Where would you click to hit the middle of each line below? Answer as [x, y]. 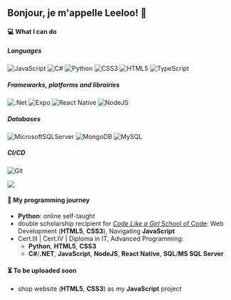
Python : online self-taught [56, 216]
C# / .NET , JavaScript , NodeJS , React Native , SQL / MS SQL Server [126, 254]
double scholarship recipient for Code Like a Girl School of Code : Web [120, 223]
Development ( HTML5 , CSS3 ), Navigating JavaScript [96, 231]
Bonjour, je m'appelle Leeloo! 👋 [77, 13]
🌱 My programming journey [49, 200]
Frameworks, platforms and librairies [64, 84]
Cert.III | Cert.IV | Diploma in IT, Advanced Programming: [101, 239]
